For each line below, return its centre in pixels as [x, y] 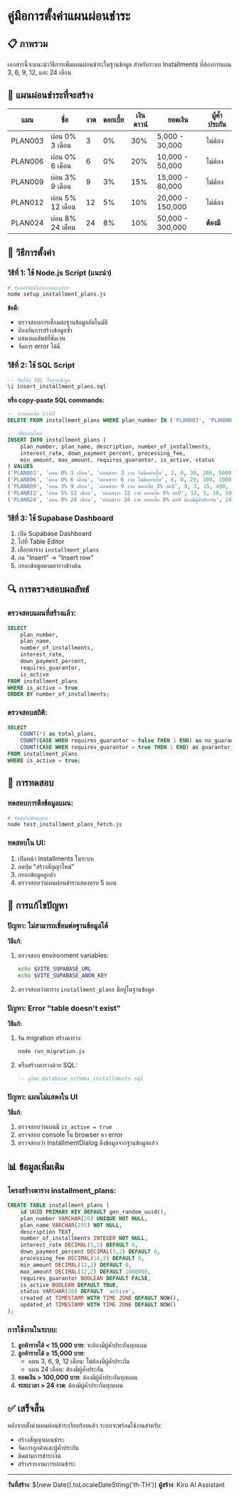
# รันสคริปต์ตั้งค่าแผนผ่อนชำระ [38, 288]
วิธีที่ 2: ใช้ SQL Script [41, 365]
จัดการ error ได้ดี [39, 346]
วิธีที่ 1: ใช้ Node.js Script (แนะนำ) [60, 273]
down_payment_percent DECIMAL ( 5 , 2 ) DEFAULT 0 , [90, 1252]
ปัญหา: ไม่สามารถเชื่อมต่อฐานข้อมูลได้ [58, 925]
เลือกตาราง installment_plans [58, 549]
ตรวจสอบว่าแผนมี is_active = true [65, 1127]
